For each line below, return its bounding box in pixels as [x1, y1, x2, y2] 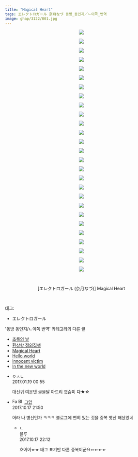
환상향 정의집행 [12, 342, 41, 348]
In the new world [12, 363, 46, 369]
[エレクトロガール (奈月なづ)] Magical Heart [37, 285, 125, 292]
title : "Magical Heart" [5, 7, 53, 12]
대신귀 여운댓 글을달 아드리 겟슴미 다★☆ [12, 389, 90, 395]
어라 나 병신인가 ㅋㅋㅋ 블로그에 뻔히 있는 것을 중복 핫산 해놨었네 [12, 415, 134, 421]
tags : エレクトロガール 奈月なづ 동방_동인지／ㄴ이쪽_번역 [5, 12, 107, 17]
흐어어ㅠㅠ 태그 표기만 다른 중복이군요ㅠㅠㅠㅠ [19, 447, 107, 453]
